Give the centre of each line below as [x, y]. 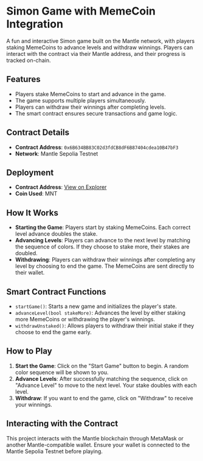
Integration [35, 24]
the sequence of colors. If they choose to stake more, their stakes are [102, 247]
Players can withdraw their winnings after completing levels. [90, 107]
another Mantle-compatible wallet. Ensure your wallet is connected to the [98, 445]
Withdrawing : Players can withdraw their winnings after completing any [105, 260]
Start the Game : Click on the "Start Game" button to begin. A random [102, 366]
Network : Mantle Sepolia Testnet [57, 154]
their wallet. [30, 273]
